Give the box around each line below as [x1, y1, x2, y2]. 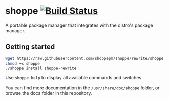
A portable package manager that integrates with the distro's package [5, 22, 153, 28]
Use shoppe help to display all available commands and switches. [5, 75, 143, 81]
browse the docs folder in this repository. [5, 90, 92, 96]
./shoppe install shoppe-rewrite [5, 66, 77, 71]
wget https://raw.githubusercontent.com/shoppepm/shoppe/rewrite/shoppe [5, 56, 164, 61]
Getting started [5, 43, 55, 51]
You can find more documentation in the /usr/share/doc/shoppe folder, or [5, 85, 160, 91]
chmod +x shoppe [5, 60, 40, 66]
